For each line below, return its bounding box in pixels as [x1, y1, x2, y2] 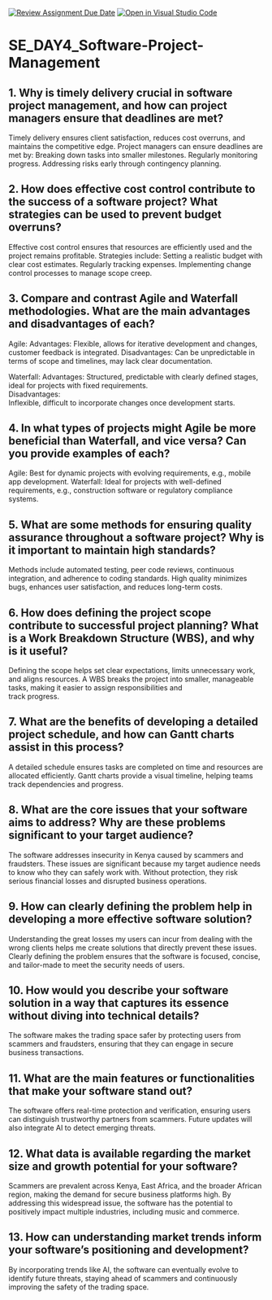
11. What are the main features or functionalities [8, 1071, 255, 1085]
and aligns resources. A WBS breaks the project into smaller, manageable [8, 674, 254, 684]
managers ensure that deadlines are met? [8, 111, 224, 125]
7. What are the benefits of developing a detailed [8, 715, 258, 729]
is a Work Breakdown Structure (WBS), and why [8, 631, 255, 645]
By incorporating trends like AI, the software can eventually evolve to [8, 1264, 240, 1274]
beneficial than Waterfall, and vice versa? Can [8, 434, 247, 448]
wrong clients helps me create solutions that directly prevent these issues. [8, 943, 257, 952]
